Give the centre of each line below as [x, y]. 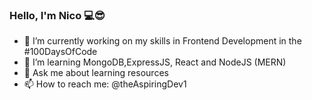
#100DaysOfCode [60, 52]
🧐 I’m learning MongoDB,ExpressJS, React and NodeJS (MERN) [155, 62]
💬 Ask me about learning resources [96, 73]
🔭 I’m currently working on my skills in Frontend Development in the [162, 41]
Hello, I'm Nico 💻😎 [57, 15]
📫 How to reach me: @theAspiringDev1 [105, 84]
